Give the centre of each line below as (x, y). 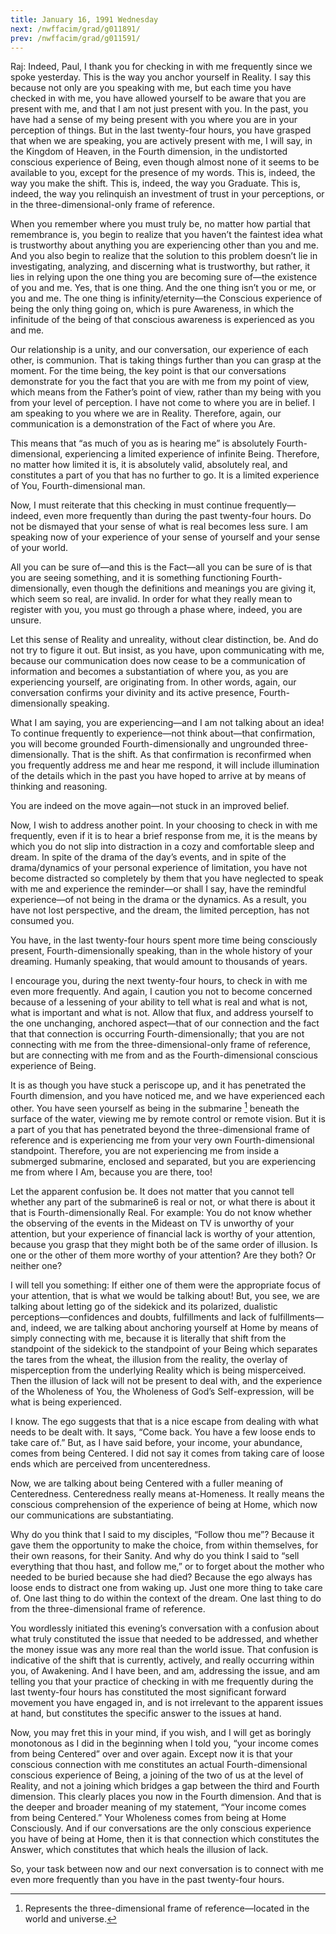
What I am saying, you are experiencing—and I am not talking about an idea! (167, 723)
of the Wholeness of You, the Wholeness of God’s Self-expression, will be (162, 1392)
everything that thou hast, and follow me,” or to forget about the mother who (167, 1567)
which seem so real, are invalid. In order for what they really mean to (151, 599)
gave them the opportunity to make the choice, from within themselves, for (164, 1545)
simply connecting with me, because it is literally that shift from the (148, 1338)
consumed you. (42, 921)
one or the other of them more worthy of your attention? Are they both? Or (163, 1255)
